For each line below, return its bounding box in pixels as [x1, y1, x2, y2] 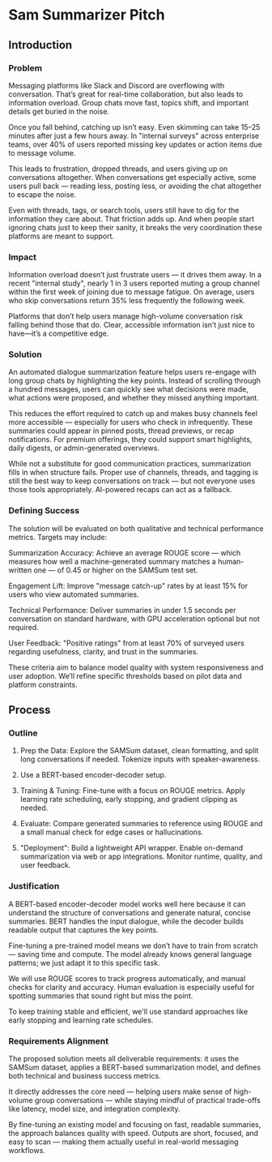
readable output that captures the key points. [8, 924, 159, 934]
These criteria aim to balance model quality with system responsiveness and [8, 662, 264, 672]
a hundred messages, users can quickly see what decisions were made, [8, 384, 249, 394]
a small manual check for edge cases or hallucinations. [19, 827, 204, 837]
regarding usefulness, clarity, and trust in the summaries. [8, 646, 199, 656]
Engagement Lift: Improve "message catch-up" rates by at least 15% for [8, 581, 249, 590]
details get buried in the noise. [8, 106, 110, 116]
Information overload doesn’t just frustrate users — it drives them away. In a [8, 270, 261, 280]
